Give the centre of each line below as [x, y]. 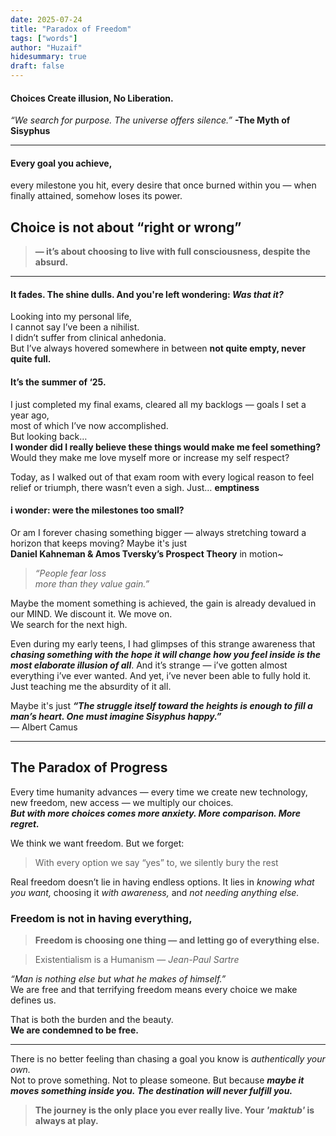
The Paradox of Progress [89, 767]
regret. [25, 823]
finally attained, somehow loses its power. [96, 196]
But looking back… [49, 436]
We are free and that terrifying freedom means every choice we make [154, 989]
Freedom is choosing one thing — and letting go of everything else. [177, 940]
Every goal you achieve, [61, 163]
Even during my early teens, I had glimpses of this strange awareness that [163, 643]
